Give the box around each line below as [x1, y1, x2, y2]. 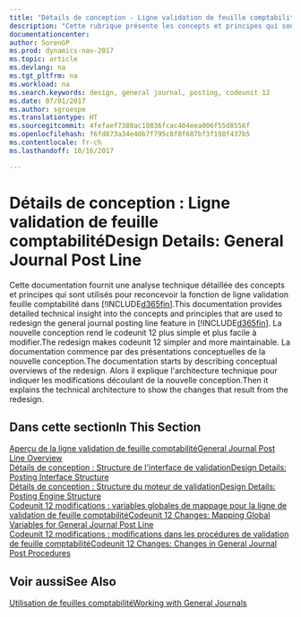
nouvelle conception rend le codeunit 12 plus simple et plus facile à [9, 327, 257, 338]
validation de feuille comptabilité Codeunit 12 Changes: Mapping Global [9, 510, 271, 520]
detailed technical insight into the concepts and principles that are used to [9, 308, 283, 319]
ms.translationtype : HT [9, 113, 99, 122]
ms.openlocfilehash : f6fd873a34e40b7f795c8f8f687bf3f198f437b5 [9, 130, 251, 139]
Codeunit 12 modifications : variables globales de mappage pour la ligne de [9, 501, 288, 511]
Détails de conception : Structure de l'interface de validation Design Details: [9, 462, 287, 473]
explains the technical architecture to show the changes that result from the [9, 384, 288, 395]
